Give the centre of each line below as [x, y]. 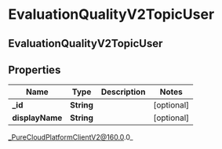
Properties [35, 69]
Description [123, 92]
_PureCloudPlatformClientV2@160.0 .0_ [71, 137]
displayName [37, 118]
